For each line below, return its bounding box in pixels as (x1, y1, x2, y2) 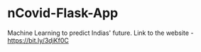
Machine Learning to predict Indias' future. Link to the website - (7, 28, 194, 37)
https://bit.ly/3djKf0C (7, 36, 69, 44)
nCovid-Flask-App (7, 5, 119, 21)
